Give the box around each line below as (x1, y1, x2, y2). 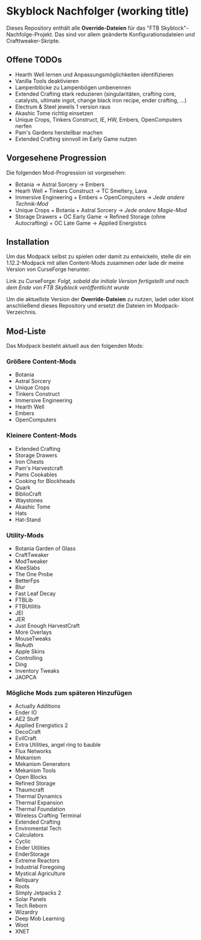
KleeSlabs (14, 564, 40, 572)
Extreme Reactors (14, 857, 60, 864)
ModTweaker (14, 558, 48, 565)
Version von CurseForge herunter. (6, 265, 91, 273)
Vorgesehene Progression (6, 153, 107, 163)
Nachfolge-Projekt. (6, 30, 54, 38)
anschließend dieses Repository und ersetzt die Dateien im (6, 302, 153, 310)
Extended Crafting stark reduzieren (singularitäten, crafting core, (14, 90, 176, 98)
